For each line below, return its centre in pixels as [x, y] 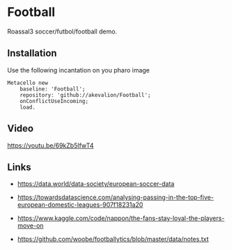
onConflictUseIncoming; [54, 101]
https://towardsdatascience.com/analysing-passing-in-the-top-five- [115, 197]
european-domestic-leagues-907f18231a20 [80, 205]
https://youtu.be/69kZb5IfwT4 [51, 145]
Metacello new [28, 83]
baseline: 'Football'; [53, 89]
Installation [32, 53]
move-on [30, 226]
